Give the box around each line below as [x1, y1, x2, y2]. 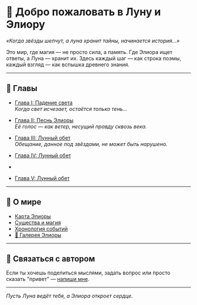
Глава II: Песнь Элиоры [14, 117, 74, 124]
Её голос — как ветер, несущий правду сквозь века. [14, 123, 147, 130]
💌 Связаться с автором [6, 253, 96, 263]
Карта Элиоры [14, 212, 51, 219]
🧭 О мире [6, 197, 42, 207]
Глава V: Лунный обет [14, 174, 70, 181]
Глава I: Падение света [14, 99, 73, 106]
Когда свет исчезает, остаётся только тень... [14, 105, 128, 112]
